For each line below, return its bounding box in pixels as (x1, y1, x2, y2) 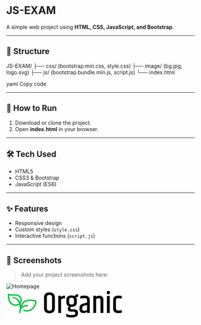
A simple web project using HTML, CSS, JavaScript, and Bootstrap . (6, 23, 174, 31)
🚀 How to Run (6, 103, 57, 114)
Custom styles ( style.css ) (14, 226, 80, 233)
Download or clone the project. (14, 119, 92, 126)
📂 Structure (6, 46, 50, 57)
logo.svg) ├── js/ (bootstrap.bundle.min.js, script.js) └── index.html (6, 68, 175, 75)
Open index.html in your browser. (14, 125, 99, 132)
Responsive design (14, 220, 62, 227)
